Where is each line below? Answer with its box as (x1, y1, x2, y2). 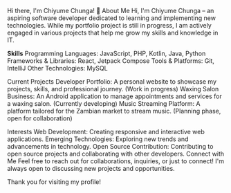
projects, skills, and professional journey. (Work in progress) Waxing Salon (7, 85, 219, 93)
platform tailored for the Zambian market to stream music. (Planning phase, (7, 107, 221, 115)
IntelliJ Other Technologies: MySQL (7, 64, 109, 72)
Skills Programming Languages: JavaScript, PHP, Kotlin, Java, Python (7, 49, 206, 57)
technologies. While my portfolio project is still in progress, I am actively (7, 21, 212, 29)
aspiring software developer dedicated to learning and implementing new (7, 14, 216, 22)
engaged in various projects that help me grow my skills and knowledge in (7, 28, 219, 37)
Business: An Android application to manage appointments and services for (7, 92, 223, 100)
